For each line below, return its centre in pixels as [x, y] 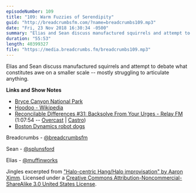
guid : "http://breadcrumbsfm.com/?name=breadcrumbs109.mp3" [81, 22]
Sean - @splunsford [30, 149]
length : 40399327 [27, 44]
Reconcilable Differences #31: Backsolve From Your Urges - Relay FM [99, 113]
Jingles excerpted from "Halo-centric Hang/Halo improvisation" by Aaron [94, 171]
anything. [18, 78]
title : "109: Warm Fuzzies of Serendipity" [60, 17]
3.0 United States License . [65, 184]
